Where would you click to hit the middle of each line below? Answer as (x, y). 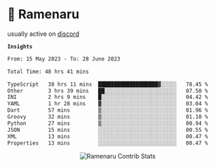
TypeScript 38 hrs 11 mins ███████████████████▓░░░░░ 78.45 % (108, 84)
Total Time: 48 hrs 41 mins (48, 72)
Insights (20, 46)
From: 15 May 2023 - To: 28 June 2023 (64, 59)
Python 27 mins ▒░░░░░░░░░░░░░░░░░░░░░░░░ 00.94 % (108, 123)
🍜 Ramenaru (43, 14)
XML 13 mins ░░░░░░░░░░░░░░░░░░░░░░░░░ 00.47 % (108, 136)
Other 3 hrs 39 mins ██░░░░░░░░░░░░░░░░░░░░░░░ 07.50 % (108, 91)
